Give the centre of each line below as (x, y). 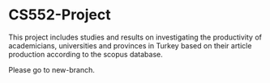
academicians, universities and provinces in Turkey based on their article (130, 45)
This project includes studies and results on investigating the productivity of (135, 37)
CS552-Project (60, 15)
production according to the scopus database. (86, 54)
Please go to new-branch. (52, 69)
